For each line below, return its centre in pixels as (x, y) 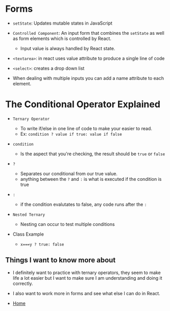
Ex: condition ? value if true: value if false (71, 134)
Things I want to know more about (60, 260)
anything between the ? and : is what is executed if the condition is (91, 179)
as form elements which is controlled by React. (62, 38)
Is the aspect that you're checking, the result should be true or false (93, 154)
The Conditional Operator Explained (83, 104)
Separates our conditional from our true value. (69, 173)
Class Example (28, 234)
